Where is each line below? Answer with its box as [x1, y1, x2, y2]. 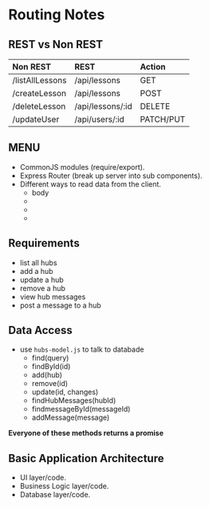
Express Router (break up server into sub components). [19, 171, 203, 180]
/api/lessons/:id [74, 101, 133, 111]
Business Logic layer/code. [19, 481, 109, 491]
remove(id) [31, 379, 69, 388]
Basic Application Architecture [8, 451, 164, 465]
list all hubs [19, 258, 57, 268]
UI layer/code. [19, 473, 66, 482]
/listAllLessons [12, 74, 67, 86]
